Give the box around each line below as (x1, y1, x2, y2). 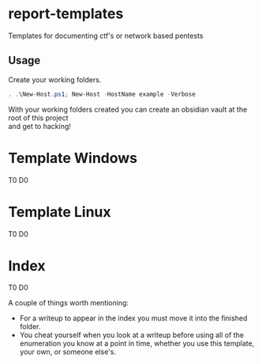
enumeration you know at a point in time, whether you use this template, (19, 339, 255, 348)
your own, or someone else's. (19, 347, 117, 357)
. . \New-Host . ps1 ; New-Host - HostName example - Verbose (8, 90, 196, 98)
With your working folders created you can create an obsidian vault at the (8, 104, 248, 114)
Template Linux (8, 203, 112, 221)
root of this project (8, 112, 69, 123)
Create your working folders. (8, 74, 102, 84)
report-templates (8, 5, 124, 23)
